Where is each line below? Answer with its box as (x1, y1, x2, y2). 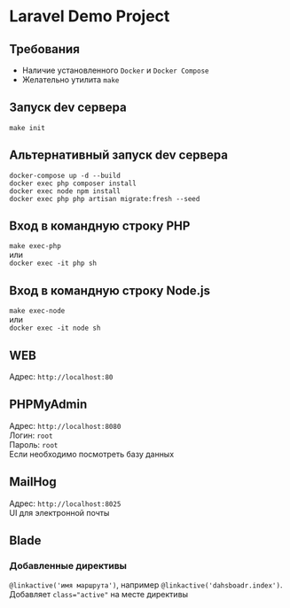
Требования (9, 42, 80, 57)
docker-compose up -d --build (9, 171, 121, 180)
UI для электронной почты (9, 507, 110, 518)
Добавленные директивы (9, 560, 127, 572)
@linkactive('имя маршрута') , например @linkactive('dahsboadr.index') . (9, 580, 283, 590)
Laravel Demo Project (9, 6, 170, 27)
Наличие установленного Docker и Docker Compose (21, 65, 210, 75)
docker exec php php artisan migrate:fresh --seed (9, 194, 200, 203)
